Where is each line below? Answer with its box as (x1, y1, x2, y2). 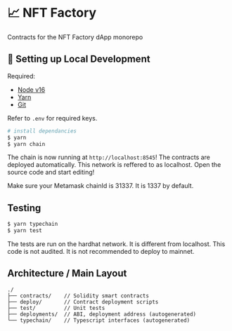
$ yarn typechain (7, 221, 58, 228)
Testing (7, 202, 41, 214)
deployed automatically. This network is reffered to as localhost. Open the (7, 161, 221, 169)
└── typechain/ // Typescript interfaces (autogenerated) (7, 316, 191, 324)
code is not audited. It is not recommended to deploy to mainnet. (7, 247, 195, 255)
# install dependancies (7, 127, 77, 135)
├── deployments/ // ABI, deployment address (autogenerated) (7, 311, 197, 318)
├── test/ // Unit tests (7, 304, 105, 311)
